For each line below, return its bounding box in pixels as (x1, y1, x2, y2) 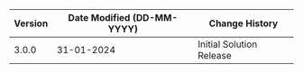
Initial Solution (197, 38, 258, 50)
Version (14, 17, 49, 30)
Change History (208, 17, 279, 30)
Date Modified (68, 12, 131, 23)
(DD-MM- (132, 12, 179, 23)
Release (197, 50, 232, 61)
